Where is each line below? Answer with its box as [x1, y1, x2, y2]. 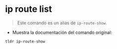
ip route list [5, 3, 52, 15]
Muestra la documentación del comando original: [12, 29, 113, 35]
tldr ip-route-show [5, 39, 45, 44]
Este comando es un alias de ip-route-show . [17, 20, 107, 26]
